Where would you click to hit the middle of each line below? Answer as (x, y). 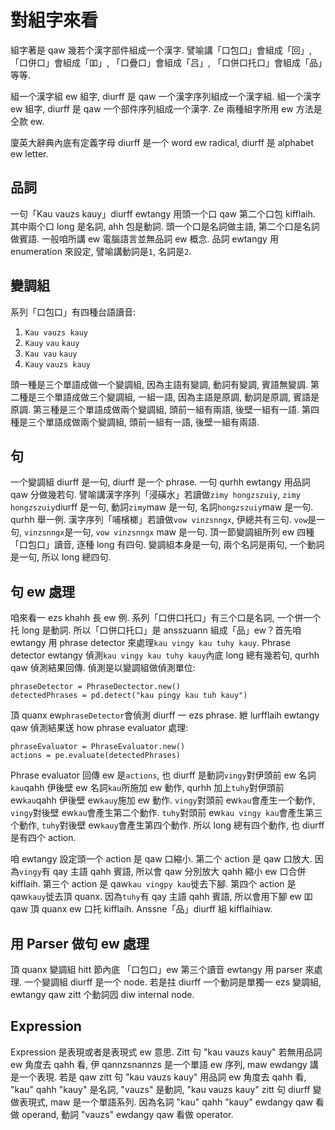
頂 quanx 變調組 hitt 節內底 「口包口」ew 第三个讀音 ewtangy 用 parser (156, 969)
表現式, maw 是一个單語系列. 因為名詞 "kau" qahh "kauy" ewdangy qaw (165, 1102)
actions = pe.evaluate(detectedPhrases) (96, 756)
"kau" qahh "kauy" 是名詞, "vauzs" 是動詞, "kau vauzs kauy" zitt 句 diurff (160, 1089)
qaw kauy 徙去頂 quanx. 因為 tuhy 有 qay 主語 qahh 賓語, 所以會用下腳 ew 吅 (161, 897)
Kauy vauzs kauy (57, 364)
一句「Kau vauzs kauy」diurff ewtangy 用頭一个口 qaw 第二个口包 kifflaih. (163, 213)
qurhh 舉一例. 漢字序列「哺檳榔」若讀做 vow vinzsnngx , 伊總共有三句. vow (159, 520)
